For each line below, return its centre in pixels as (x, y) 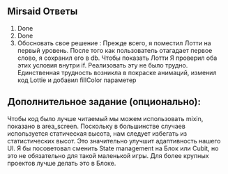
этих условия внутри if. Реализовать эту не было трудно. (102, 65)
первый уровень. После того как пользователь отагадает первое (115, 50)
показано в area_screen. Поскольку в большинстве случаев (97, 126)
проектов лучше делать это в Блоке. (62, 163)
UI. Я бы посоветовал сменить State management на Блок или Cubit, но (113, 148)
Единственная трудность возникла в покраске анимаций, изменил (117, 72)
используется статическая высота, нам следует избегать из (97, 133)
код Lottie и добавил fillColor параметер (77, 80)
